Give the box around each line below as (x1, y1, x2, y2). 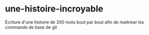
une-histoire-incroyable (5, 3, 104, 14)
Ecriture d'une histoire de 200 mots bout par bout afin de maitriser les (5, 19, 144, 25)
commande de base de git (5, 24, 57, 30)
